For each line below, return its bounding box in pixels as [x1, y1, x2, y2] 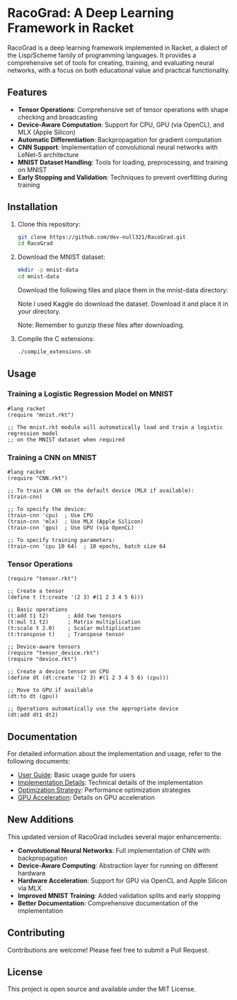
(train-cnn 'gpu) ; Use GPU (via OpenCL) [7, 524, 134, 531]
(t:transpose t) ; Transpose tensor [7, 631, 125, 638]
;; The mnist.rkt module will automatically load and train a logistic [7, 423, 223, 431]
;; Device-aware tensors [7, 643, 81, 650]
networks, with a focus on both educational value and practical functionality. [7, 66, 230, 74]
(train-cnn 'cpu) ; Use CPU [7, 512, 93, 519]
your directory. [17, 307, 62, 316]
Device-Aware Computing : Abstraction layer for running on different [17, 861, 218, 870]
